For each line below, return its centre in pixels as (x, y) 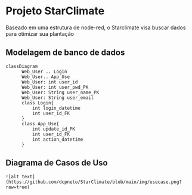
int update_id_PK (54, 129)
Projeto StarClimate (55, 11)
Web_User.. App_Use (45, 77)
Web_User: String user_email (58, 97)
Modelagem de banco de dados (65, 53)
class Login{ (38, 103)
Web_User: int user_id (49, 82)
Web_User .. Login (44, 72)
